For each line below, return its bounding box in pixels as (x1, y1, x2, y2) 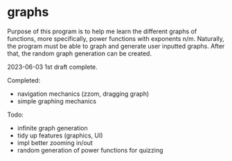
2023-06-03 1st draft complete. (7, 62, 98, 71)
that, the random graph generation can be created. (7, 49, 152, 58)
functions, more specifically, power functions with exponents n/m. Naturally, (7, 34, 225, 42)
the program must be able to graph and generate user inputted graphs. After (7, 42, 225, 50)
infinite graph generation (17, 124, 88, 132)
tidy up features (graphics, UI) (17, 131, 103, 139)
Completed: (7, 76, 41, 84)
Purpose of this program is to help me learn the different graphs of (7, 27, 197, 35)
